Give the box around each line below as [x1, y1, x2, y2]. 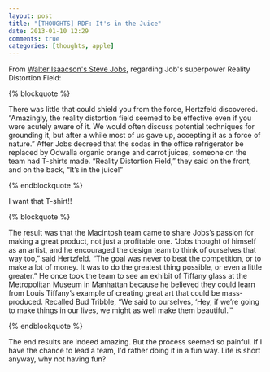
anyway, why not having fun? [8, 354, 107, 364]
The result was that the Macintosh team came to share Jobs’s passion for [8, 228, 255, 238]
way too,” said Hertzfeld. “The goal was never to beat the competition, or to [8, 253, 262, 264]
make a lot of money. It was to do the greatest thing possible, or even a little [8, 262, 263, 272]
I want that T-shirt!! [8, 197, 72, 206]
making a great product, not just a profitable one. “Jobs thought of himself [8, 236, 256, 246]
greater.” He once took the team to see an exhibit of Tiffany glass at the [8, 271, 248, 281]
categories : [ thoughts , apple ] [8, 42, 115, 50]
